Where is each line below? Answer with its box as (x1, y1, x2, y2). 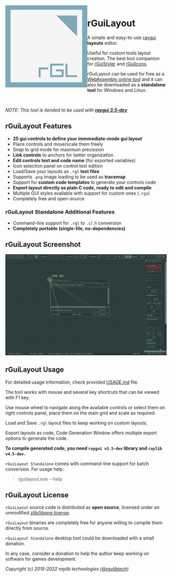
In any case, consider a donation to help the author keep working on (5, 550, 149, 556)
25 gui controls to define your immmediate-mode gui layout (12, 136, 142, 142)
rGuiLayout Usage (5, 366, 64, 374)
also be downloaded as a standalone (87, 82, 166, 88)
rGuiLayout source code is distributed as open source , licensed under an (5, 504, 160, 510)
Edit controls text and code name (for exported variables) (12, 157, 136, 163)
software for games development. (5, 556, 77, 562)
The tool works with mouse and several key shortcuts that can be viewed (5, 389, 160, 395)
